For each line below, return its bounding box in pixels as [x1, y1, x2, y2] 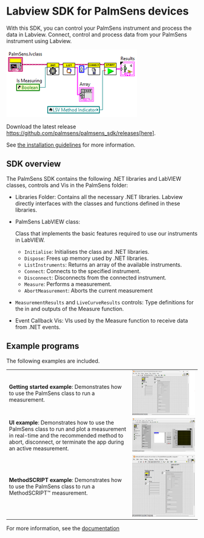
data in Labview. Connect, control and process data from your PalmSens [6, 30, 187, 38]
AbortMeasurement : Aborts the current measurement [24, 287, 153, 294]
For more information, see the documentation [6, 525, 120, 532]
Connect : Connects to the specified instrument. [24, 267, 141, 274]
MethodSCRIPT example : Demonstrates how [8, 477, 122, 484]
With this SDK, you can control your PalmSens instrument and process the [6, 24, 192, 32]
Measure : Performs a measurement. [24, 280, 112, 287]
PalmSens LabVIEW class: [15, 218, 81, 225]
